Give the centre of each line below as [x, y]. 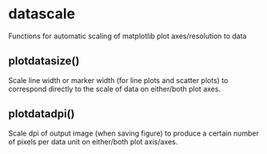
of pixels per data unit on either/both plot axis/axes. [93, 141]
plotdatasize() [44, 61]
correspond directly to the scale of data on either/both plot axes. [115, 89]
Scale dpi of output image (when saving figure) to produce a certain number [134, 133]
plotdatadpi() [42, 114]
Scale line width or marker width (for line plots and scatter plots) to [118, 80]
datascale [42, 14]
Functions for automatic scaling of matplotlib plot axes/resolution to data [128, 36]
